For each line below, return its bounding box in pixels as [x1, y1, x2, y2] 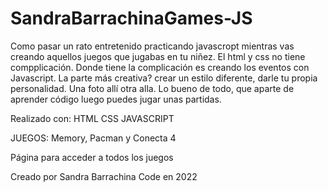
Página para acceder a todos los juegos [10, 151, 174, 163]
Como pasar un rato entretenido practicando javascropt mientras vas [10, 40, 295, 52]
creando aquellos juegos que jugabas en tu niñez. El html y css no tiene [10, 50, 306, 62]
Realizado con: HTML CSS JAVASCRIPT [10, 112, 175, 124]
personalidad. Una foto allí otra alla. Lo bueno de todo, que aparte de [10, 82, 295, 94]
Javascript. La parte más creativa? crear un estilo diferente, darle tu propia [10, 72, 318, 84]
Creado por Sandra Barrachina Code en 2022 [10, 170, 198, 182]
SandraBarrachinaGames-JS [10, 7, 253, 30]
